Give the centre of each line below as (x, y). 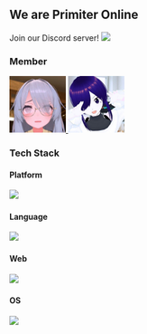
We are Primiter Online (74, 15)
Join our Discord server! (54, 38)
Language (28, 216)
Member (28, 61)
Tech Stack (35, 153)
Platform (26, 175)
